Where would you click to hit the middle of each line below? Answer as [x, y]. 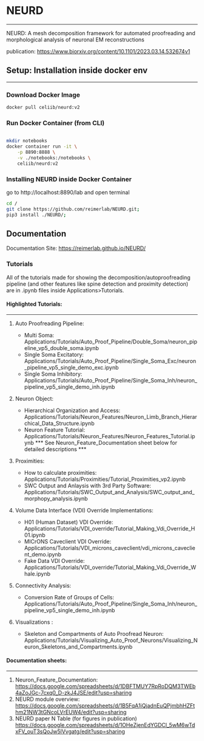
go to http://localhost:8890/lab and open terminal [68, 192]
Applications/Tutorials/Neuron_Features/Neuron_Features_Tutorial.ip [110, 436]
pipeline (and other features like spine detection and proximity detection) [97, 284]
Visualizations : [34, 622]
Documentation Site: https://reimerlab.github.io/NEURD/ [76, 248]
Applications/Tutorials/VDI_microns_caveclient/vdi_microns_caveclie [110, 548]
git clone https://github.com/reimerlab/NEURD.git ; [73, 209]
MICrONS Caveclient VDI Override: [68, 541]
